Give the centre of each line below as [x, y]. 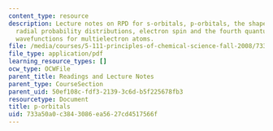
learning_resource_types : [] [58, 62]
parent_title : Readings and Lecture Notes [81, 76]
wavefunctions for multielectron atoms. [85, 39]
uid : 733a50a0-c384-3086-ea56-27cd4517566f [83, 115]
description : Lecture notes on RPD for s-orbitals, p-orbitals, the [127, 24]
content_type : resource [49, 16]
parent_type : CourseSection [56, 84]
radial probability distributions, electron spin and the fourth [129, 31]
